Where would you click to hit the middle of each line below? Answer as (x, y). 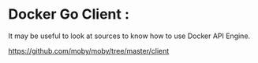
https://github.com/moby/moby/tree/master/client (89, 51)
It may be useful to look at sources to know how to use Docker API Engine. (129, 36)
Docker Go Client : (69, 14)
